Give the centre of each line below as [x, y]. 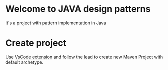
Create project [36, 43]
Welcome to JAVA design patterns [78, 9]
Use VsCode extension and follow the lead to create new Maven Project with [84, 57]
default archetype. [24, 62]
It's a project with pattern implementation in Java [56, 23]
